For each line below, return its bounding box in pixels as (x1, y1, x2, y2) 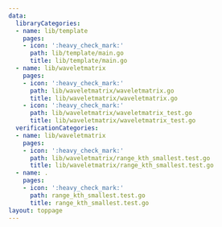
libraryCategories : (15, 19, 81, 27)
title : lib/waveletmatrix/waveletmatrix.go (29, 94, 179, 102)
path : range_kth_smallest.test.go (29, 191, 146, 200)
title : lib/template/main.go (29, 57, 128, 65)
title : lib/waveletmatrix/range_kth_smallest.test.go (29, 162, 215, 170)
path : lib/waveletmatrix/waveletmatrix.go (29, 86, 175, 95)
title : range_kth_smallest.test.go (29, 199, 150, 207)
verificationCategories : (15, 124, 99, 132)
